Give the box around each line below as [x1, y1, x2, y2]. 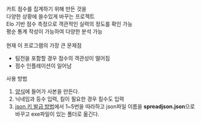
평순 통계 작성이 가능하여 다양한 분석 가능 [6, 28, 103, 35]
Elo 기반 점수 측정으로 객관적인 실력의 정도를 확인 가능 [6, 20, 133, 27]
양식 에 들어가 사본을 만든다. [14, 88, 80, 95]
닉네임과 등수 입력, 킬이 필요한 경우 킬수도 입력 [14, 95, 125, 102]
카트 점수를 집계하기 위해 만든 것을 [6, 5, 87, 12]
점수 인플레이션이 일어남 [14, 62, 72, 69]
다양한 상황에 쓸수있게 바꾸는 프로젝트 [6, 13, 95, 20]
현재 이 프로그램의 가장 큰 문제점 [6, 42, 82, 49]
